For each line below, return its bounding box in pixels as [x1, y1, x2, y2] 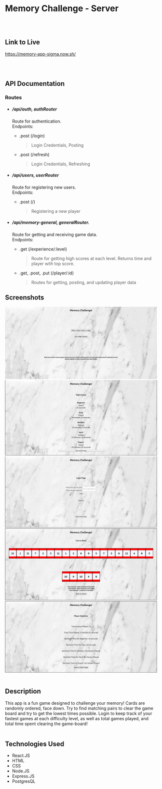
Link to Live [5, 38, 40, 47]
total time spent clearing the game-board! [5, 721, 88, 726]
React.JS [12, 753, 30, 758]
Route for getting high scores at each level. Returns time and [31, 255, 152, 261]
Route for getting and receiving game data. [12, 231, 97, 237]
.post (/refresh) [19, 152, 50, 158]
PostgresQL [12, 778, 36, 784]
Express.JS [12, 773, 35, 779]
